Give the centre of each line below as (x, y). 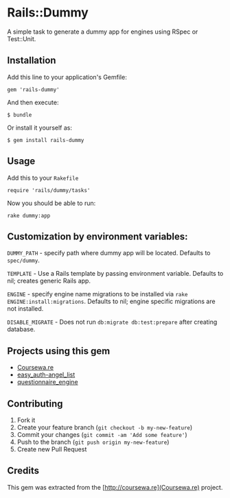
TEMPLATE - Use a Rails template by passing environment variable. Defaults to (115, 274)
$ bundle (20, 115)
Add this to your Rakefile (43, 178)
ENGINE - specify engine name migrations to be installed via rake (97, 294)
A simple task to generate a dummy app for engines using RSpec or (103, 32)
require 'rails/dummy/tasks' (49, 190)
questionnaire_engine (47, 382)
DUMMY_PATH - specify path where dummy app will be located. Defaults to (109, 253)
